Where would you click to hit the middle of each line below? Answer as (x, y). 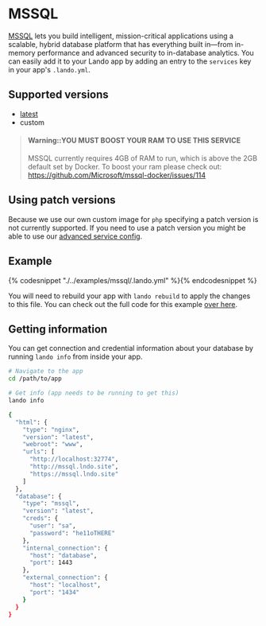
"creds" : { (40, 519)
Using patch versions (62, 200)
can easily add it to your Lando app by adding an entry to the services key (130, 61)
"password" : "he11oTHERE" (72, 533)
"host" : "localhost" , (65, 585)
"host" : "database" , (63, 555)
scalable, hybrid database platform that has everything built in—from (121, 44)
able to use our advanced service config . (75, 236)
